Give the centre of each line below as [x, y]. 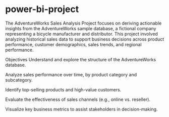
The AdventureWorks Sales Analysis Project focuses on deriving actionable [83, 23]
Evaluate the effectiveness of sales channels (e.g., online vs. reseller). [78, 99]
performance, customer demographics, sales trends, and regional [74, 44]
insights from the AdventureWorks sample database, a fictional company [81, 28]
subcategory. [19, 80]
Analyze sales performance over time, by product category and [71, 74]
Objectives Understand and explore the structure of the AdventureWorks [81, 59]
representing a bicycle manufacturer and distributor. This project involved [81, 34]
